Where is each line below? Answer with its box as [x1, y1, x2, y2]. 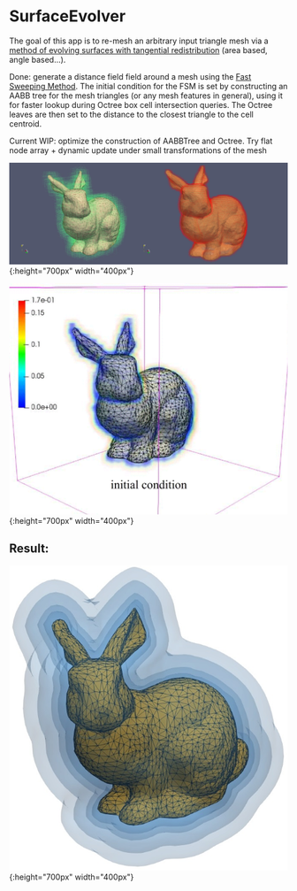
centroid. [9, 118, 42, 129]
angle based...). [9, 54, 66, 65]
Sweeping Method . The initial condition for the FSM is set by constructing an [9, 81, 288, 91]
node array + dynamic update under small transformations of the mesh [9, 144, 268, 156]
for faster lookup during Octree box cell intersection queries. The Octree [9, 99, 273, 110]
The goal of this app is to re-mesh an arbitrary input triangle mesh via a [9, 35, 269, 46]
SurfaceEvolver [9, 6, 126, 27]
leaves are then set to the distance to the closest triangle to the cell [9, 109, 254, 119]
